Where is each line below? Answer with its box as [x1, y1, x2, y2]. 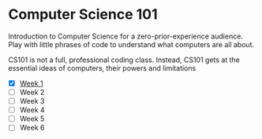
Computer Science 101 [8, 5, 158, 24]
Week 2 [19, 88, 45, 97]
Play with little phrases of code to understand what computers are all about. [8, 39, 255, 49]
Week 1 [19, 79, 43, 88]
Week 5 [19, 114, 45, 123]
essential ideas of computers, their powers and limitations [8, 63, 196, 72]
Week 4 [19, 105, 45, 115]
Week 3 [19, 97, 45, 106]
